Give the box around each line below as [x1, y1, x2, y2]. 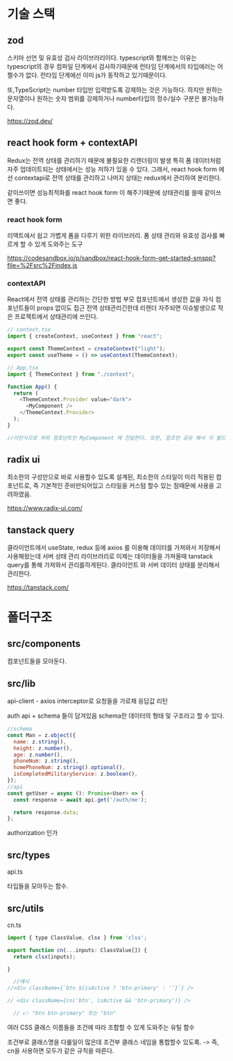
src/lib [7, 678, 36, 689]
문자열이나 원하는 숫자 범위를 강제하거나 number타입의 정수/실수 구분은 [7, 94, 200, 103]
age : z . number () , [13, 751, 64, 758]
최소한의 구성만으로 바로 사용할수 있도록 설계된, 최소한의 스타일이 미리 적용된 [7, 473, 215, 481]
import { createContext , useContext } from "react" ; [7, 333, 163, 340]
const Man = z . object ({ [7, 732, 76, 739]
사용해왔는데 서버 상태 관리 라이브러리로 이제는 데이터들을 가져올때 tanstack [7, 552, 214, 560]
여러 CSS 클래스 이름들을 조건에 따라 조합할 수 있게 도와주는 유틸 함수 [7, 1023, 196, 1031]
